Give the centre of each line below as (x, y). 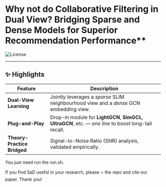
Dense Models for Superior (62, 30)
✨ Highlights (25, 74)
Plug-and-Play (26, 123)
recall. (57, 130)
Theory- (18, 138)
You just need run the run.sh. (35, 162)
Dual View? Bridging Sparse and (72, 20)
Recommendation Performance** (76, 41)
